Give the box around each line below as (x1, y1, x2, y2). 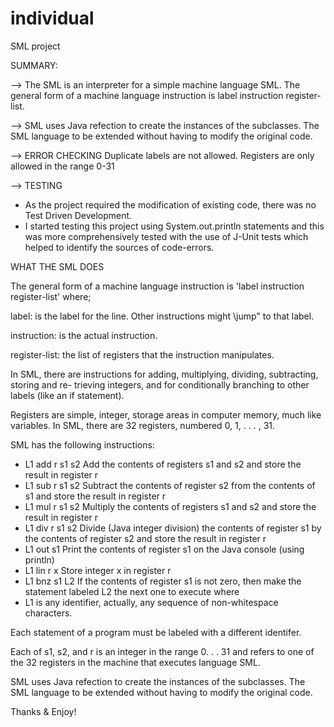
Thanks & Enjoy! (10, 705, 77, 717)
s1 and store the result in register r (24, 490, 167, 502)
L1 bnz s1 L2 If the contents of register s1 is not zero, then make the (24, 575, 302, 587)
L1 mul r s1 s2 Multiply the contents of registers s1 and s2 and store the (24, 500, 317, 512)
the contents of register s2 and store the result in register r (24, 532, 267, 544)
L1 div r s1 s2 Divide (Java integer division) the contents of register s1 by (24, 522, 322, 534)
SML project (10, 40, 61, 52)
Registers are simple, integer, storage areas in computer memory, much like (10, 408, 322, 421)
